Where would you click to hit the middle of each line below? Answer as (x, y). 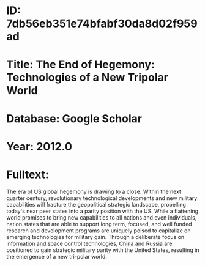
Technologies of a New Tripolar (87, 78)
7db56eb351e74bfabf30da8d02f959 (102, 24)
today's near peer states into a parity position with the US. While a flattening (102, 211)
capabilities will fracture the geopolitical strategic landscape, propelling (96, 204)
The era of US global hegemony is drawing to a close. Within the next (94, 191)
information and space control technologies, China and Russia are (89, 243)
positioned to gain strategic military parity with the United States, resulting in (103, 250)
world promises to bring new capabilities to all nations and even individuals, (102, 217)
